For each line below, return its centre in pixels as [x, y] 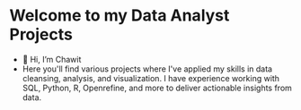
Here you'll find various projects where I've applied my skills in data [147, 69]
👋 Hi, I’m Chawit [52, 59]
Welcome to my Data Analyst [120, 16]
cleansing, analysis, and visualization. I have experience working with [151, 78]
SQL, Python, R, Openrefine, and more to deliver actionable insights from [157, 88]
